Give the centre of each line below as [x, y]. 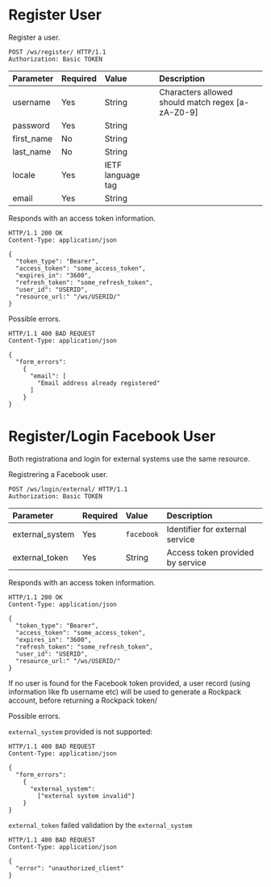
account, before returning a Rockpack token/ [83, 700]
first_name [33, 138]
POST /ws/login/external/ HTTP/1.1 [68, 489]
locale [24, 175]
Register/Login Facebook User [112, 436]
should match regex [197, 102]
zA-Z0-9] [179, 112]
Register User [55, 15]
